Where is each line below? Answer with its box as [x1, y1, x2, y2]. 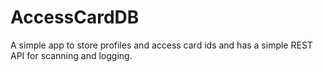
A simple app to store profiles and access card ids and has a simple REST [10, 39, 313, 51]
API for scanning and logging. [10, 49, 133, 61]
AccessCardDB [10, 6, 140, 29]
